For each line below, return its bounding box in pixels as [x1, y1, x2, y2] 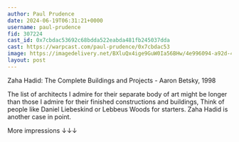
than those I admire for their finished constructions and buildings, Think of [7, 97, 225, 106]
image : [7, 50, 27, 58]
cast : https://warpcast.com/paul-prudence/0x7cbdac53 [7, 43, 171, 50]
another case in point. [7, 112, 72, 121]
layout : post [7, 57, 46, 64]
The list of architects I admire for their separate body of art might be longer [7, 89, 228, 98]
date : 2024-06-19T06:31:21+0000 [7, 17, 103, 24]
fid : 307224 [7, 30, 43, 38]
